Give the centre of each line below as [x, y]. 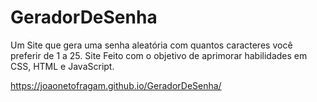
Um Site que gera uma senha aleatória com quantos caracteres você [151, 45]
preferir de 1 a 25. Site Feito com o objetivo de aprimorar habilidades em [159, 55]
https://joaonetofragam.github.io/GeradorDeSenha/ [116, 85]
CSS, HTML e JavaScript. [62, 66]
